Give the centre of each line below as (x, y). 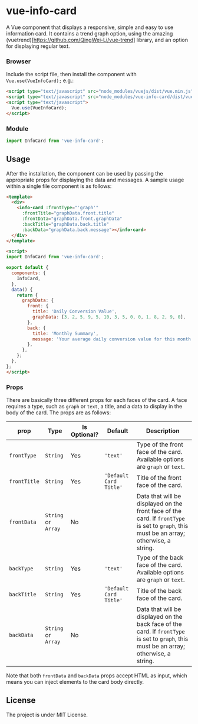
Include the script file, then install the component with (71, 74)
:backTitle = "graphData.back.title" (65, 224)
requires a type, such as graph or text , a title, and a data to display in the (94, 407)
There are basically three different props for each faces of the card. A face (97, 400)
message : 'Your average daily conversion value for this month (112, 339)
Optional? (85, 434)
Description (163, 431)
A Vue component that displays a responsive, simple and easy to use (90, 27)
